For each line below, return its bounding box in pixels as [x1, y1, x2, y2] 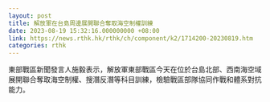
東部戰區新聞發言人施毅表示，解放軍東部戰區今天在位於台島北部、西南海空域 [8, 65, 262, 75]
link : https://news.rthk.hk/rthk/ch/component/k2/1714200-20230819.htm [8, 34, 253, 43]
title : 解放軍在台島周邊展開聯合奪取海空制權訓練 [8, 19, 153, 27]
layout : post [8, 11, 52, 20]
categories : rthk [8, 42, 67, 50]
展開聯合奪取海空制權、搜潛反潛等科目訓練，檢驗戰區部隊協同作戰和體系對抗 [8, 75, 262, 84]
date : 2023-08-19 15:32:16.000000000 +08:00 [8, 27, 160, 35]
